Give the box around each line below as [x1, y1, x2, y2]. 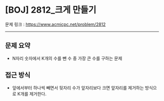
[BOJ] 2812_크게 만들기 [5, 4, 97, 16]
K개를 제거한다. [17, 91, 47, 97]
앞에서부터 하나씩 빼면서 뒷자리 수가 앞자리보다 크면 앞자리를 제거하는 [12, 84, 144, 90]
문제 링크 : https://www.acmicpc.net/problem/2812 [5, 21, 106, 27]
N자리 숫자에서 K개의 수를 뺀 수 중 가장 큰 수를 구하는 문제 [12, 55, 123, 61]
